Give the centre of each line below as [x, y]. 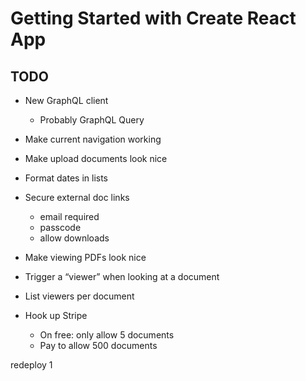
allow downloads [74, 238]
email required [69, 216]
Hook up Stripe [56, 315]
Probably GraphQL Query [92, 120]
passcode [60, 227]
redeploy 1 [31, 365]
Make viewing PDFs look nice [85, 257]
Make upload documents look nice [96, 158]
